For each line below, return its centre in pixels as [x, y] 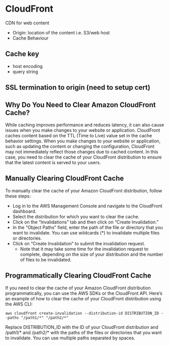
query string [25, 71]
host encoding [27, 66]
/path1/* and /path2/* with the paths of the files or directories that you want [84, 332]
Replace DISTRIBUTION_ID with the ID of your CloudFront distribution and [82, 327]
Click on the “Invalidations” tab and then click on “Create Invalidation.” [86, 222]
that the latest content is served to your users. [53, 162]
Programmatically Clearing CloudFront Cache [78, 276]
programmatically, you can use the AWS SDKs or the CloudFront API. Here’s [84, 293]
